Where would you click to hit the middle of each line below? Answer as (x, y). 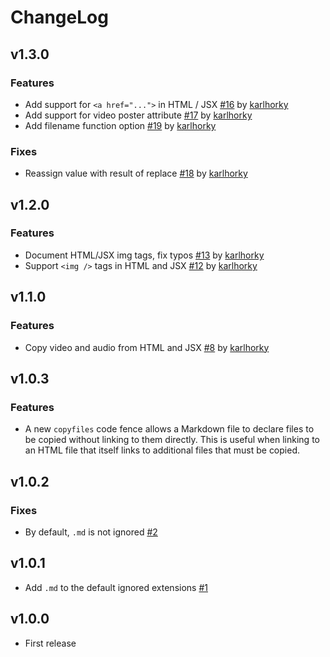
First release (50, 643)
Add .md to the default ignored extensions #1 (116, 587)
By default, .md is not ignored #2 (91, 532)
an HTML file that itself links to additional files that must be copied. (162, 450)
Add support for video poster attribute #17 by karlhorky (138, 115)
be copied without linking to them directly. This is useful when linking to (172, 440)
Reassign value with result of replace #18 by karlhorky (136, 173)
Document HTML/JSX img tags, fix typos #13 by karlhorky (144, 255)
